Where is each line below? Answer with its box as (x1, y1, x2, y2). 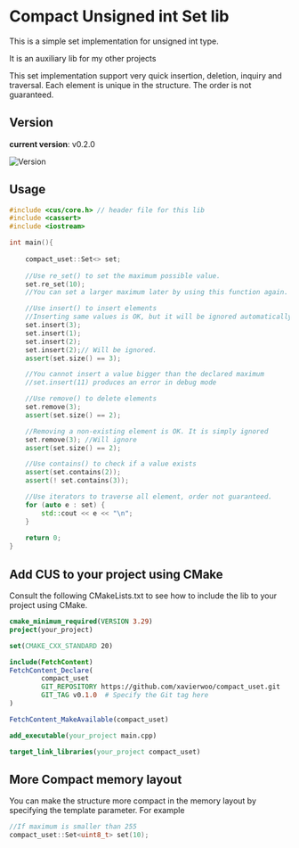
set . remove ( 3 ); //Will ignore (25, 435, 138, 444)
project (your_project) (9, 625, 93, 634)
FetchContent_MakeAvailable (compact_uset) (9, 715, 169, 724)
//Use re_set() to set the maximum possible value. (25, 271, 221, 280)
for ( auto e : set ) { (25, 500, 105, 509)
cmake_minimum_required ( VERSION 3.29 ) (9, 617, 153, 626)
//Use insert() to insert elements (25, 304, 158, 313)
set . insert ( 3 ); (25, 321, 82, 330)
